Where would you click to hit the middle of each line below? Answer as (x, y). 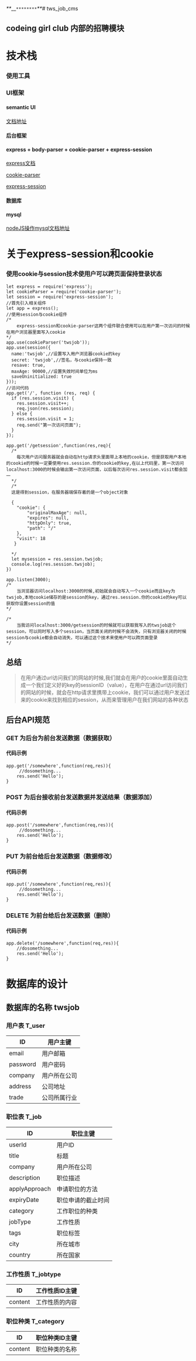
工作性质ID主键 (56, 1290)
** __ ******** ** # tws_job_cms (42, 9)
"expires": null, (48, 518)
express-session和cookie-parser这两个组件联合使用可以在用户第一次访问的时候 (103, 326)
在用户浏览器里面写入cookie (36, 332)
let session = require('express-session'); (60, 297)
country (20, 1255)
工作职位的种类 (77, 1211)
